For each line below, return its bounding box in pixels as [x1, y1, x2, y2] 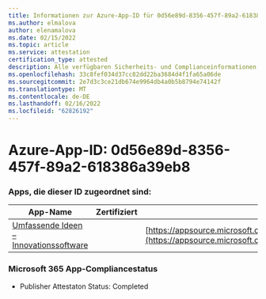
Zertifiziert [96, 206, 138, 218]
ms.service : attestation [8, 48, 90, 56]
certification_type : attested [8, 56, 108, 64]
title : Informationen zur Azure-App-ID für [8, 11, 154, 20]
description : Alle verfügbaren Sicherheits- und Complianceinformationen [8, 63, 257, 71]
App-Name [28, 206, 73, 218]
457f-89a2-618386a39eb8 [8, 158, 191, 176]
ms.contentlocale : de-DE [8, 93, 90, 100]
